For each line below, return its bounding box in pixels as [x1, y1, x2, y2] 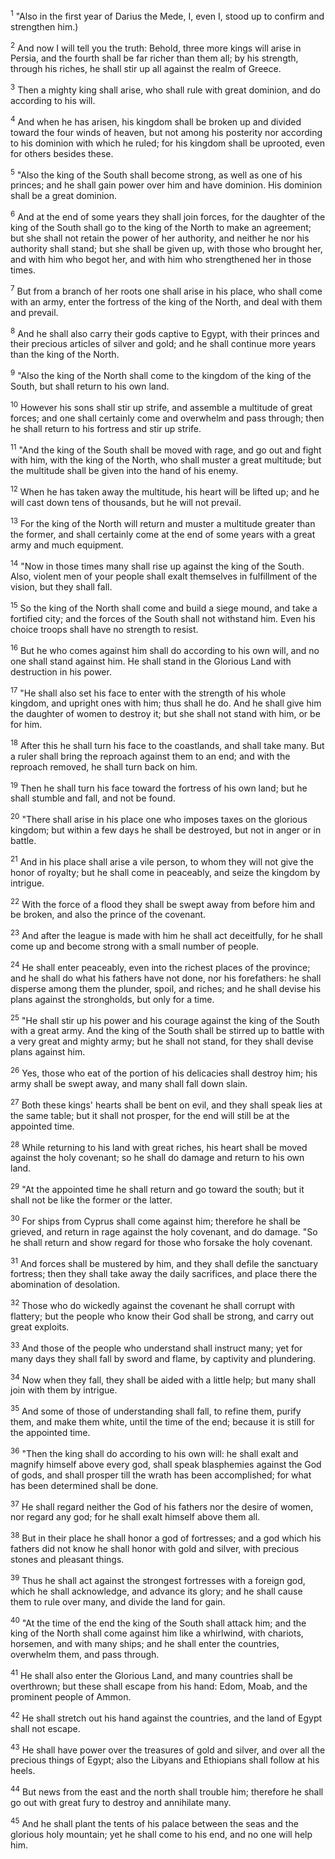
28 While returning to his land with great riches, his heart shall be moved [10, 1139, 308, 1153]
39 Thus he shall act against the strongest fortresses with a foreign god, [10, 1572, 306, 1586]
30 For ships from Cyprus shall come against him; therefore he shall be [10, 1214, 301, 1227]
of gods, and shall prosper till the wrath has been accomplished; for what [10, 1469, 312, 1481]
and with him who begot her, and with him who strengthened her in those [10, 253, 312, 265]
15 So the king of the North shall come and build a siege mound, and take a [10, 600, 318, 614]
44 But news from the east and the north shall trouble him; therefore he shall [10, 1784, 324, 1798]
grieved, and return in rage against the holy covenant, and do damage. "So [10, 1225, 318, 1238]
